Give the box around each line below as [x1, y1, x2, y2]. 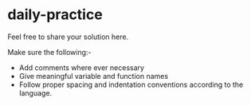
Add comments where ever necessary [18, 62, 145, 73]
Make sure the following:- [7, 47, 92, 57]
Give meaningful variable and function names [18, 71, 169, 80]
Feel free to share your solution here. [7, 32, 129, 41]
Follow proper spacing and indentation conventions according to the [18, 80, 244, 89]
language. [18, 88, 53, 97]
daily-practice [7, 6, 103, 24]
